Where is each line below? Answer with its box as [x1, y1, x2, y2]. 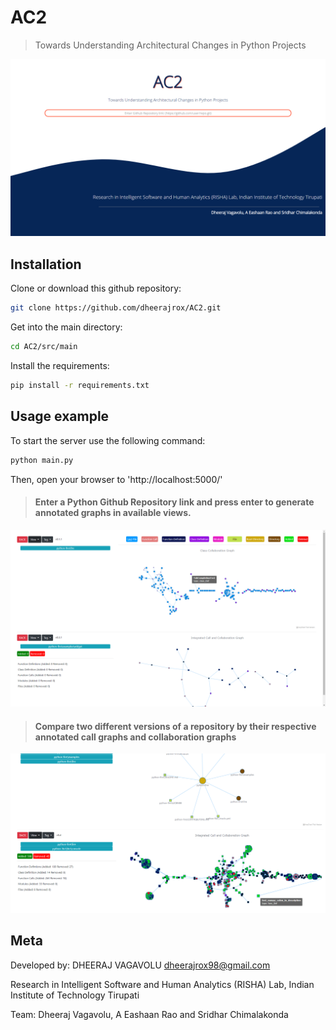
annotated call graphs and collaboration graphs [34, 731, 237, 743]
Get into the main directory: [10, 321, 123, 333]
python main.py [10, 455, 74, 465]
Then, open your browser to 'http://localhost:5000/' [10, 473, 223, 485]
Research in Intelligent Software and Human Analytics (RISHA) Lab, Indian [10, 978, 315, 990]
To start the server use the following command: [10, 434, 206, 446]
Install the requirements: [10, 360, 110, 371]
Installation [10, 256, 82, 273]
